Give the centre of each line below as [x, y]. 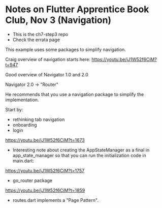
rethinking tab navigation [39, 119]
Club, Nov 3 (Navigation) [58, 20]
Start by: [14, 109]
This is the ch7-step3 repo [40, 34]
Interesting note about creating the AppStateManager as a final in [81, 150]
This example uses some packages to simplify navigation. [66, 49]
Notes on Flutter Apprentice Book [77, 9]
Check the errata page [36, 40]
